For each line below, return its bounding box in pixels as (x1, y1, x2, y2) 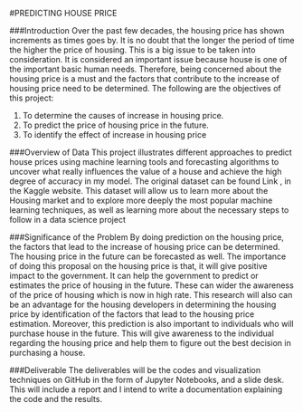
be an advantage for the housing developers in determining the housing (9, 299, 277, 310)
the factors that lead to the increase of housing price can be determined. (9, 242, 280, 252)
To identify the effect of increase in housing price (22, 129, 207, 139)
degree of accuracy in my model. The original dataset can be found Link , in (9, 176, 292, 187)
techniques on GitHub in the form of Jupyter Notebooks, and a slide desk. (9, 375, 285, 385)
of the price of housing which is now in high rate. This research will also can (9, 290, 293, 300)
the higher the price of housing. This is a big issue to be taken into (9, 44, 256, 55)
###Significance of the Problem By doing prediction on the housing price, (9, 232, 285, 243)
